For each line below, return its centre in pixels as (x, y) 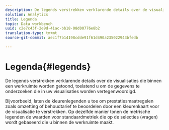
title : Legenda (21, 19)
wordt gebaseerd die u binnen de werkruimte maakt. (60, 122)
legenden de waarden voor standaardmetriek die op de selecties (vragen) (82, 117)
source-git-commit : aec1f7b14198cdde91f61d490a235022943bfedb (72, 38)
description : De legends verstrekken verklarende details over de (76, 10)
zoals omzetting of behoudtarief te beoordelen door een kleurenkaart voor (82, 106)
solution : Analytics (27, 14)
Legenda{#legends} (48, 67)
